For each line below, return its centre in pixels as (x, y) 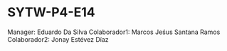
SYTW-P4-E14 (51, 12)
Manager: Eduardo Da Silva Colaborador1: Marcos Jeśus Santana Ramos (114, 32)
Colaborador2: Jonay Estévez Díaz (58, 39)
